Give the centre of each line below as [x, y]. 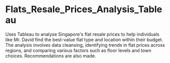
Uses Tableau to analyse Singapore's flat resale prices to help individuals [82, 34]
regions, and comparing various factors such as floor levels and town [78, 50]
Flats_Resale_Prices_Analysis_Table [84, 9]
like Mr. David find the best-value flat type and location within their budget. [84, 40]
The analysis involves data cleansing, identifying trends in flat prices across [85, 45]
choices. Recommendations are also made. [51, 56]
